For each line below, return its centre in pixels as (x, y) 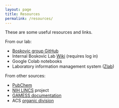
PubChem (22, 85)
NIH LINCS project (30, 91)
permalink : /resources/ (29, 18)
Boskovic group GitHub (35, 51)
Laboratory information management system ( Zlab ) (63, 66)
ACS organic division (33, 101)
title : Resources (23, 14)
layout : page (18, 9)
